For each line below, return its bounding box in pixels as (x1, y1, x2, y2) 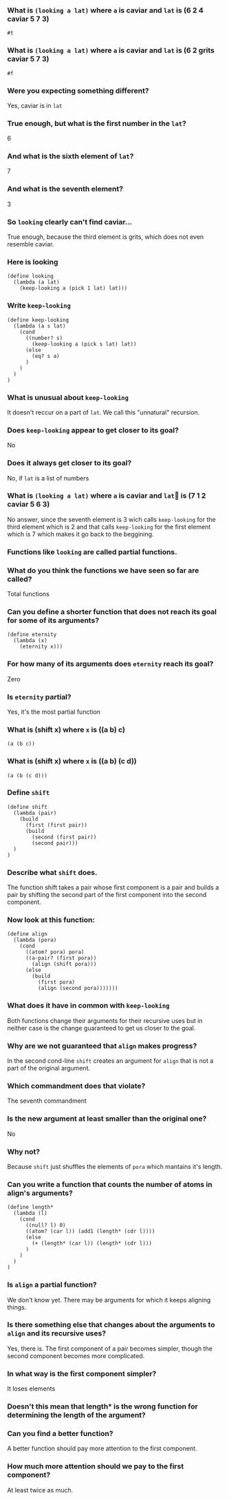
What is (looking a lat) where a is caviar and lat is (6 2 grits (7, 45, 215, 55)
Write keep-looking (7, 301, 71, 310)
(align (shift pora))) (32, 961, 97, 968)
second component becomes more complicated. (7, 1351, 145, 1360)
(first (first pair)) (25, 821, 88, 828)
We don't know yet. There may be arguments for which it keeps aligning (7, 1296, 211, 1304)
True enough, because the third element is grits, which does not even (7, 233, 204, 241)
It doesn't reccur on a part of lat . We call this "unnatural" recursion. (7, 408, 200, 416)
